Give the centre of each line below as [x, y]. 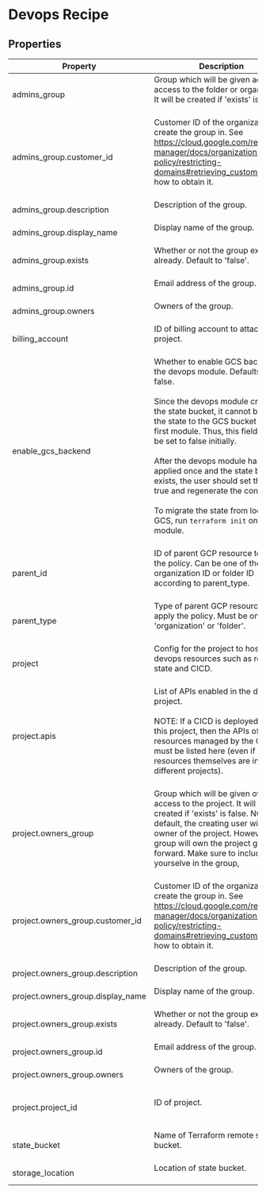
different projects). [188, 771]
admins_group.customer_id [63, 157]
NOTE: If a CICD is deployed [206, 721]
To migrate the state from [201, 510]
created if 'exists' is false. [201, 813]
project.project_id [45, 1107]
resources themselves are [202, 761]
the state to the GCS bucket [205, 421]
